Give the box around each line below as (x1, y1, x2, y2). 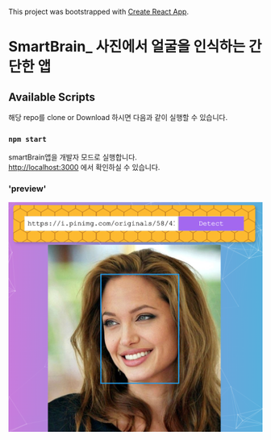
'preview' (8, 183, 47, 194)
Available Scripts (8, 90, 95, 104)
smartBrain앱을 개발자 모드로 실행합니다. (8, 152, 137, 162)
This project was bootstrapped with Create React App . (8, 7, 190, 16)
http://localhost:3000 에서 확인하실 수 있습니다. (8, 163, 161, 172)
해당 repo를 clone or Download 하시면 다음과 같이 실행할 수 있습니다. (8, 113, 228, 122)
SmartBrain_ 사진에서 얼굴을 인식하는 (8, 38, 246, 56)
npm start (8, 135, 47, 143)
